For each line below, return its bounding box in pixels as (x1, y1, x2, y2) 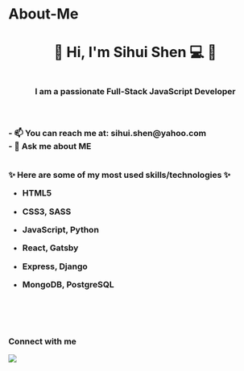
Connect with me (8, 336, 77, 347)
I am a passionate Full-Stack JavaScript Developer (35, 85, 236, 97)
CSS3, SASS (22, 206, 72, 217)
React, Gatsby (22, 242, 79, 254)
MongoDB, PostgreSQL (22, 279, 114, 291)
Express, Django (22, 261, 89, 272)
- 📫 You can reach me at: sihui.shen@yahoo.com (8, 128, 207, 139)
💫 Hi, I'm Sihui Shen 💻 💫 (53, 43, 217, 61)
